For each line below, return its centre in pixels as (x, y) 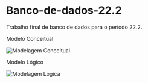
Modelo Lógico (25, 62)
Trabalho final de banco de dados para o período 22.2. (74, 27)
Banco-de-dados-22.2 (64, 11)
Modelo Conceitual (30, 38)
